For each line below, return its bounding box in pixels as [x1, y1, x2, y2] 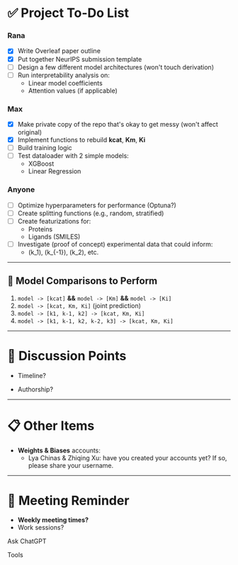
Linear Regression [28, 167, 81, 176]
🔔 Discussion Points [7, 348, 127, 364]
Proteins [28, 224, 53, 233]
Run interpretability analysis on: [17, 71, 110, 79]
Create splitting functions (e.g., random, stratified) [17, 209, 164, 217]
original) [17, 128, 42, 137]
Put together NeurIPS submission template [17, 55, 142, 63]
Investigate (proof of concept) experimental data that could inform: [17, 239, 213, 249]
